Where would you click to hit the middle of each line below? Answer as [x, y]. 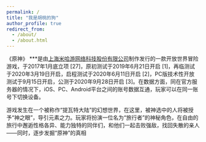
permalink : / [23, 12]
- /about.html [30, 40]
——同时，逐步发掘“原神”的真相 [47, 133]
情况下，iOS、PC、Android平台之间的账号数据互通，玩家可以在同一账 [110, 89]
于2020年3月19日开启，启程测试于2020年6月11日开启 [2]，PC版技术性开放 [101, 74]
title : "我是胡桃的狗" [32, 18]
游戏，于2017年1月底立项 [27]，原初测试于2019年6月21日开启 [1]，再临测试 [101, 66]
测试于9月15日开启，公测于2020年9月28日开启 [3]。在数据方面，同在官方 [99, 81]
